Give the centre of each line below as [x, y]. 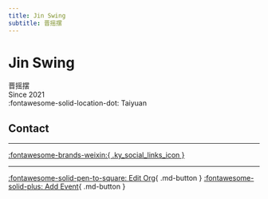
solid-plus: [26, 187]
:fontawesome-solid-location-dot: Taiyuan [78, 103]
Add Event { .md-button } [85, 187]
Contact [29, 128]
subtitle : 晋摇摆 [35, 23]
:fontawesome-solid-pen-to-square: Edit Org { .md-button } [105, 178]
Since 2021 [27, 95]
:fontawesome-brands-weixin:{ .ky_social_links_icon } [97, 155]
